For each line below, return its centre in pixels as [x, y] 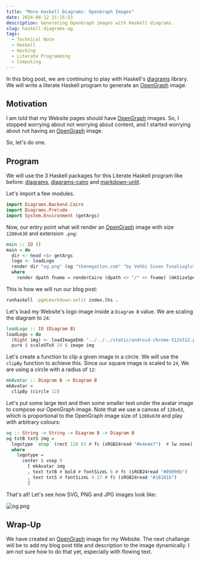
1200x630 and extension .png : [42, 233]
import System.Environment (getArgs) [53, 216]
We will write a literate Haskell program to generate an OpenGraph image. [96, 85]
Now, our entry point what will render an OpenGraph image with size [90, 227]
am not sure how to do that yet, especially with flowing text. [79, 552]
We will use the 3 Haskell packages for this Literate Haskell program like [94, 176]
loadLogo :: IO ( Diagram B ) [41, 329]
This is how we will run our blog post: [52, 289]
